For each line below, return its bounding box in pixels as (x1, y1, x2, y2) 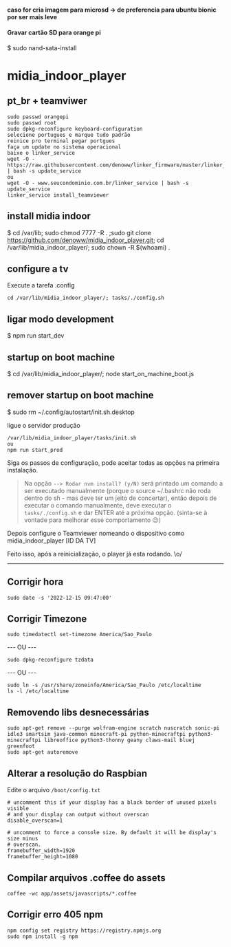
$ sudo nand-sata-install (7, 43, 77, 52)
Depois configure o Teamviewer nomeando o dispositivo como (7, 529, 185, 537)
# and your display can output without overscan (7, 812, 149, 818)
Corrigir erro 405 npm (7, 908, 103, 921)
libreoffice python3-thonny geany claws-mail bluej (43, 737, 195, 744)
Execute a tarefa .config (7, 281, 75, 290)
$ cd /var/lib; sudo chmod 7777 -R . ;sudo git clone (7, 228, 151, 237)
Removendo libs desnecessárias (7, 706, 149, 718)
